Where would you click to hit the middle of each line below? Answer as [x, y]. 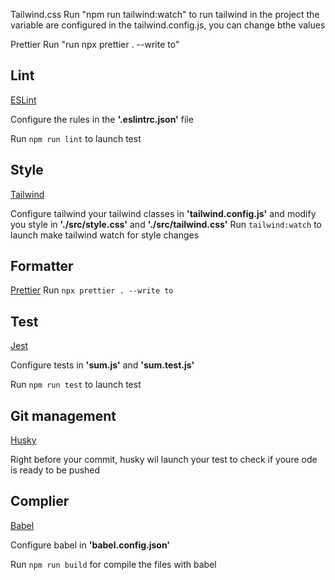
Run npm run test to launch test [76, 385]
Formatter [42, 266]
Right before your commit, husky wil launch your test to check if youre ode [164, 460]
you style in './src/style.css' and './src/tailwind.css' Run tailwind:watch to [166, 224]
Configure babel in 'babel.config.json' [90, 545]
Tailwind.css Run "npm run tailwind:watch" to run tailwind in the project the [165, 14]
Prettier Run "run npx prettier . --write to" [95, 44]
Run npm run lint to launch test [76, 138]
